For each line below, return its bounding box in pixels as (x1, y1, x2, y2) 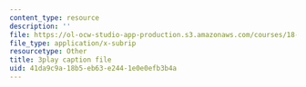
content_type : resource (9, 13, 100, 23)
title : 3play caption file (9, 55, 112, 64)
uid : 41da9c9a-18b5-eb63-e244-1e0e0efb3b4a (9, 64, 178, 73)
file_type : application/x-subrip (9, 38, 137, 48)
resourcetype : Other (9, 47, 88, 56)
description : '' (9, 22, 71, 31)
